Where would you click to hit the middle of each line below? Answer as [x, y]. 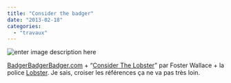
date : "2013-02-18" [35, 20]
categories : [24, 26]
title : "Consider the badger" [51, 13]
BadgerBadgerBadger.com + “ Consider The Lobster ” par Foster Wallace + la [116, 65]
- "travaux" [31, 33]
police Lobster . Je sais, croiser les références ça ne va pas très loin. [104, 73]
